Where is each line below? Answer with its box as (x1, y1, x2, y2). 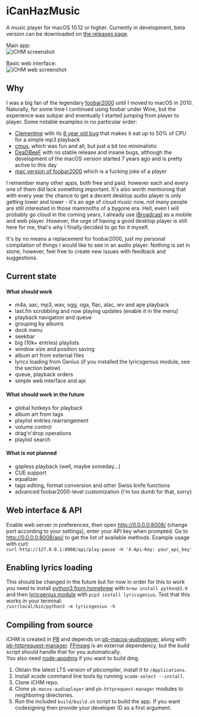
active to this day (14, 161, 57, 168)
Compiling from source (6, 620, 93, 630)
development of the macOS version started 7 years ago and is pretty (14, 155, 183, 162)
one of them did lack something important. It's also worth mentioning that (6, 185, 186, 193)
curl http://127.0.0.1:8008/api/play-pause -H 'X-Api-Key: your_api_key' (6, 547, 193, 553)
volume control (14, 423, 52, 430)
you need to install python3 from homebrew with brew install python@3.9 (6, 585, 188, 592)
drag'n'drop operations (14, 429, 72, 436)
